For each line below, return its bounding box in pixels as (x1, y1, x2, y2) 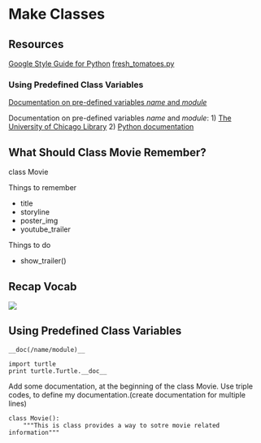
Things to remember (8, 183, 77, 193)
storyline (20, 207, 50, 217)
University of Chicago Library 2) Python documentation (8, 122, 194, 132)
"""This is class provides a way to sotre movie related (23, 421, 220, 429)
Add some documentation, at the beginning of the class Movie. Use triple (8, 381, 254, 391)
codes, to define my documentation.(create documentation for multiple (8, 389, 246, 399)
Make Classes (8, 5, 106, 24)
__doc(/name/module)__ (8, 345, 85, 354)
